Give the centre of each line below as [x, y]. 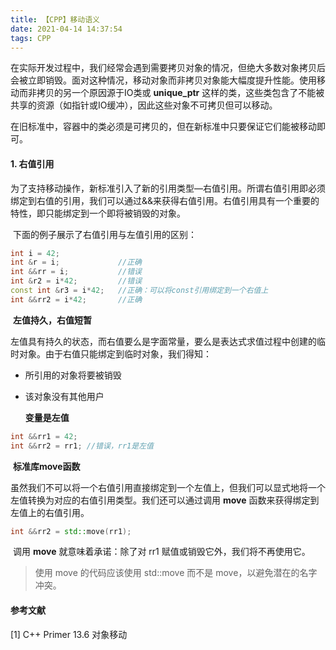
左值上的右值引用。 [50, 512]
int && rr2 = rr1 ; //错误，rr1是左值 [82, 446]
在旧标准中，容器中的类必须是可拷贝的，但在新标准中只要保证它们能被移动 [163, 127]
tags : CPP [31, 38]
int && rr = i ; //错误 [76, 272]
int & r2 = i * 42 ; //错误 [76, 281]
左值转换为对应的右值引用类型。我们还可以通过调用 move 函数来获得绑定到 [165, 500]
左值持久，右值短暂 [52, 320]
